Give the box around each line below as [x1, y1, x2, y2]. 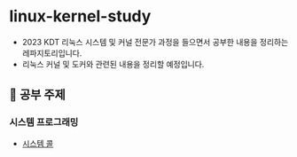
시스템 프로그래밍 [9, 116, 79, 129]
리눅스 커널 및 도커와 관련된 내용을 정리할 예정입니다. [21, 59, 205, 69]
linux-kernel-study [9, 6, 152, 27]
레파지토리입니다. [21, 47, 82, 59]
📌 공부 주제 [9, 87, 66, 103]
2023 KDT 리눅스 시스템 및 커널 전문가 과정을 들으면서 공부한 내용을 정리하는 [21, 36, 289, 47]
